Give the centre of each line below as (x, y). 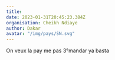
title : (14, 12)
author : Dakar (24, 28)
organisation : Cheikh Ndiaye (42, 23)
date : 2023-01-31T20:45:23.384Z (46, 17)
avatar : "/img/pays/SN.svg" (41, 34)
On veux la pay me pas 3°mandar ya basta (58, 50)
